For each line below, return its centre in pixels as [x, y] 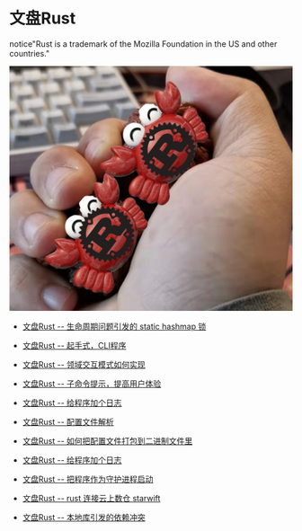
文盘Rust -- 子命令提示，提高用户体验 [92, 384]
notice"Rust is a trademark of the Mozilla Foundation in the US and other [143, 44]
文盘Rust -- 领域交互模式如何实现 [84, 365]
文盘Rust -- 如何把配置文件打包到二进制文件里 [107, 441]
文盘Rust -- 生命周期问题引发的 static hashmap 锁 [114, 327]
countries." [30, 53]
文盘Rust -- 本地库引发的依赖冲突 [84, 518]
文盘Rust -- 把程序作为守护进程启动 [88, 479]
